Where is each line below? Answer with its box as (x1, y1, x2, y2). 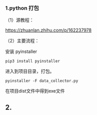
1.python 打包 (5, 4, 39, 11)
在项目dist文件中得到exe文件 (5, 88, 65, 94)
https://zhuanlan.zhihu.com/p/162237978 (5, 27, 92, 34)
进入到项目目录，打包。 (5, 68, 54, 74)
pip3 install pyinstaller (5, 59, 60, 64)
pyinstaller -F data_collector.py (5, 78, 79, 83)
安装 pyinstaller (5, 48, 37, 54)
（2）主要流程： (5, 38, 40, 44)
